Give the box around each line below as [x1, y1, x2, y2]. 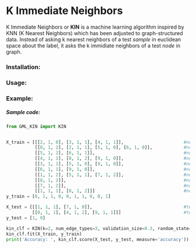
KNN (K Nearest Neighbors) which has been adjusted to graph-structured [6, 29, 183, 36]
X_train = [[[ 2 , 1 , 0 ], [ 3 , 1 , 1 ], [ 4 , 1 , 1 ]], [6, 139, 124, 145]
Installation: [6, 63, 41, 71]
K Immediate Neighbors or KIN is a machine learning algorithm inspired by [6, 23, 185, 30]
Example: [6, 94, 33, 102]
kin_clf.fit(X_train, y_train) [6, 231, 82, 237]
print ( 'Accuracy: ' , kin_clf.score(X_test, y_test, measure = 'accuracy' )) [6, 236, 190, 242]
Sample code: [6, 109, 41, 116]
